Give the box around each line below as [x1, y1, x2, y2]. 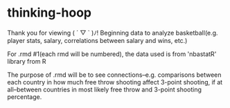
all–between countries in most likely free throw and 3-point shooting [7, 85, 202, 93]
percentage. [7, 92, 42, 101]
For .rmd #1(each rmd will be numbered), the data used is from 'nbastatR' [7, 50, 217, 58]
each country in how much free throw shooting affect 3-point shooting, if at [7, 78, 223, 86]
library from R [7, 57, 46, 65]
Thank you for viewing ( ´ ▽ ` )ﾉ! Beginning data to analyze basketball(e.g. [7, 28, 218, 37]
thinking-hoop [7, 5, 92, 21]
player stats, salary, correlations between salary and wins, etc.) [7, 36, 188, 44]
